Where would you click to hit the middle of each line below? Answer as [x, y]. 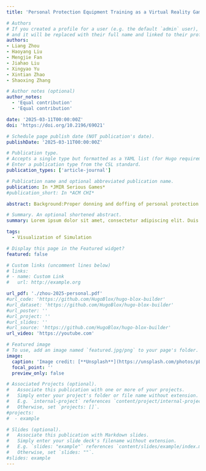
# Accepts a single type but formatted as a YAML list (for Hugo [91, 159]
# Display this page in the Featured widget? [65, 248]
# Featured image [29, 344]
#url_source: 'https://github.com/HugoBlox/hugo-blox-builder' [89, 328]
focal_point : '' [32, 367]
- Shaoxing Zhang [29, 80]
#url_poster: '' [27, 311]
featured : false [27, 254]
